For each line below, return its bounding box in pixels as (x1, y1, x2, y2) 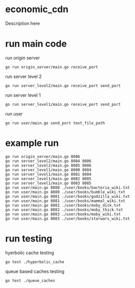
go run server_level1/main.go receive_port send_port (5, 102, 121, 107)
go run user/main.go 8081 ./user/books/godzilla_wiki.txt (5, 194, 130, 199)
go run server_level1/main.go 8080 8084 (5, 167, 92, 173)
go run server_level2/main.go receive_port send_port (5, 83, 121, 88)
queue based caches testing (5, 268, 65, 274)
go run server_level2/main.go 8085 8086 (5, 163, 92, 168)
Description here (5, 20, 40, 26)
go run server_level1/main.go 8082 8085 (5, 176, 92, 181)
